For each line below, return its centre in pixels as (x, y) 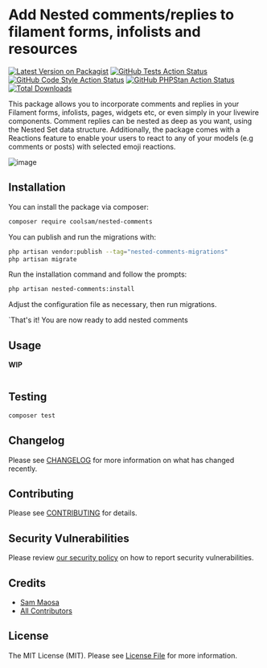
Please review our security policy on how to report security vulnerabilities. (131, 558)
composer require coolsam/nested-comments (80, 221)
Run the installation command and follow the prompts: (98, 274)
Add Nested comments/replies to (121, 15)
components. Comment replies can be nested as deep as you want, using (130, 121)
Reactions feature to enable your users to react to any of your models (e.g (131, 137)
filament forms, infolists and (105, 32)
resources (43, 49)
